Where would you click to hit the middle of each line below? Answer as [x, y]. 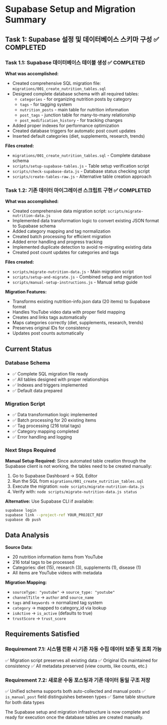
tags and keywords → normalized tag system [57, 602]
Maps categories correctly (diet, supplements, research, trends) [78, 323]
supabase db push [23, 520]
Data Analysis [27, 535]
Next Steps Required [31, 450]
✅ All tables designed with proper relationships [60, 379]
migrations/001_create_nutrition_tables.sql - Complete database [81, 155]
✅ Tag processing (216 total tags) [46, 426]
